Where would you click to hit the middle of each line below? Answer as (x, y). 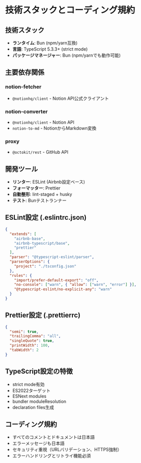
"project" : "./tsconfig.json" (45, 266)
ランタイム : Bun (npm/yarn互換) (45, 43)
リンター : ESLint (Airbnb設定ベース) (49, 182)
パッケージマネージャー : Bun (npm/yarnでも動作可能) (66, 55)
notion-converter (27, 111)
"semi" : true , (24, 331)
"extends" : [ (23, 234)
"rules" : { (21, 275)
